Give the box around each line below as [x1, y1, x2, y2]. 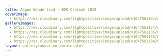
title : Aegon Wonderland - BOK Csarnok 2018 [5, 7, 97, 12]
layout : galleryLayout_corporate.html [5, 43, 83, 48]
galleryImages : [5, 20, 36, 26]
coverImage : [5, 12, 29, 17]
